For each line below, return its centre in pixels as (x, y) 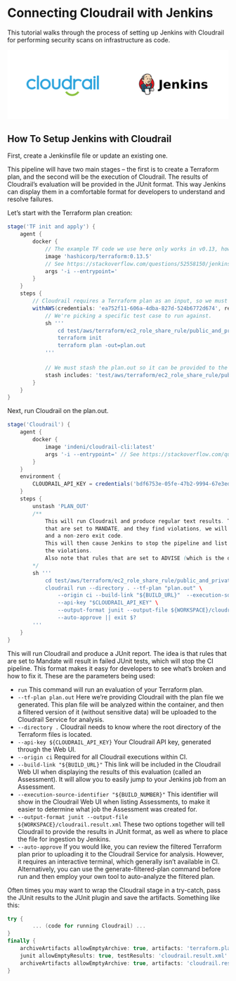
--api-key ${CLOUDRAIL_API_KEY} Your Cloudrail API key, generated (114, 742)
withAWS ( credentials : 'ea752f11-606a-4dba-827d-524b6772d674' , (127, 308)
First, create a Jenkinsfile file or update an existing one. (88, 156)
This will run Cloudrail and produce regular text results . (135, 521)
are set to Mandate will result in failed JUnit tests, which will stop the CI (110, 661)
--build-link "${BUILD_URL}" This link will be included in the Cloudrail (119, 764)
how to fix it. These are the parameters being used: (81, 676)
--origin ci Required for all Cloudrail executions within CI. (102, 757)
